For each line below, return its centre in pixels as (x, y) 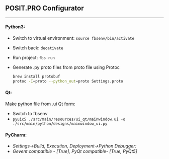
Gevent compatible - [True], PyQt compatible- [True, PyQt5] (75, 151)
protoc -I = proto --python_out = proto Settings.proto (68, 81)
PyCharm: (16, 135)
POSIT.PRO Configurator (45, 8)
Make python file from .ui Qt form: (40, 104)
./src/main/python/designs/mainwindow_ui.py (60, 124)
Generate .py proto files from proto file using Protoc (66, 67)
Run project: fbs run (34, 58)
